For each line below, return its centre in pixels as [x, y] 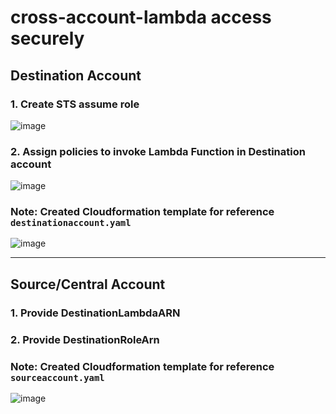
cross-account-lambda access [141, 17]
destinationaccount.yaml [71, 223]
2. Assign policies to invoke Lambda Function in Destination [158, 151]
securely [47, 38]
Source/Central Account [88, 284]
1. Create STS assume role [75, 104]
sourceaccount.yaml [57, 377]
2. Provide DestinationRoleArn [85, 339]
